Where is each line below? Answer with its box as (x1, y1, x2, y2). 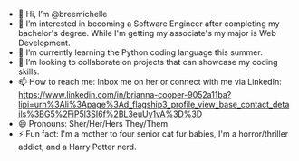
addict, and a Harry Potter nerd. (17, 141, 137, 152)
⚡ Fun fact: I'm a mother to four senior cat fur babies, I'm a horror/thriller (17, 128, 289, 139)
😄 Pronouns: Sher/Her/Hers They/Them (17, 118, 169, 128)
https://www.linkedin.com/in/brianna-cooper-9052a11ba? (17, 90, 232, 99)
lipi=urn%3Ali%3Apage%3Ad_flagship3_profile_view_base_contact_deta (17, 99, 290, 109)
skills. (17, 66, 40, 77)
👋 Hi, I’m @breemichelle (17, 9, 108, 19)
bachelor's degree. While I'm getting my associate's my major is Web (17, 28, 276, 38)
